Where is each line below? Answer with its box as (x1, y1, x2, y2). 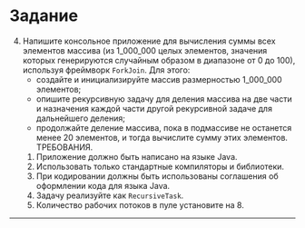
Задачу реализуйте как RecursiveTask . (35, 190, 184, 201)
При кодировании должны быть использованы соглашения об (35, 170, 279, 182)
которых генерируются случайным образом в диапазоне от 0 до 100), (22, 55, 296, 65)
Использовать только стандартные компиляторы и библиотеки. (35, 161, 284, 172)
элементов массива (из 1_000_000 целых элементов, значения (22, 45, 268, 55)
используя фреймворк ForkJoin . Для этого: (22, 64, 191, 75)
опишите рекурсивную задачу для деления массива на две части (35, 93, 292, 104)
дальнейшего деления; (35, 113, 125, 124)
